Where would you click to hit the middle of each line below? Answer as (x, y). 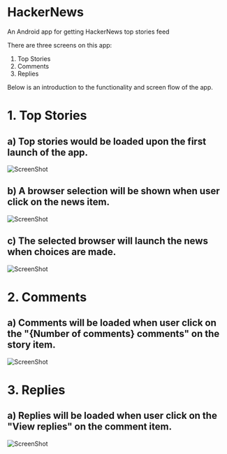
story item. (31, 345)
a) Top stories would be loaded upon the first (107, 141)
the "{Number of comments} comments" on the (113, 334)
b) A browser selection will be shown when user (113, 191)
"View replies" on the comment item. (90, 427)
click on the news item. (59, 202)
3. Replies (36, 390)
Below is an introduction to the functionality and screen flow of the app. (110, 87)
